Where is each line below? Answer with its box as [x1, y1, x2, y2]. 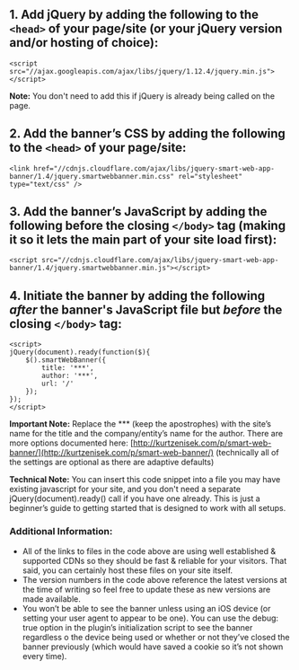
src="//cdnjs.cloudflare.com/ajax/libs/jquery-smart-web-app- [41, 256, 279, 265]
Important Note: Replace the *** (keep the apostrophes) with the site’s [9, 419, 272, 429]
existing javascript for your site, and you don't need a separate [9, 484, 241, 495]
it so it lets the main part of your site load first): [9, 233, 277, 248]
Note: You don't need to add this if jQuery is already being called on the [9, 90, 276, 101]
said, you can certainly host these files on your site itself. [22, 565, 233, 576]
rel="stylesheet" [178, 172, 243, 181]
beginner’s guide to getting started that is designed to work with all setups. [9, 503, 286, 514]
